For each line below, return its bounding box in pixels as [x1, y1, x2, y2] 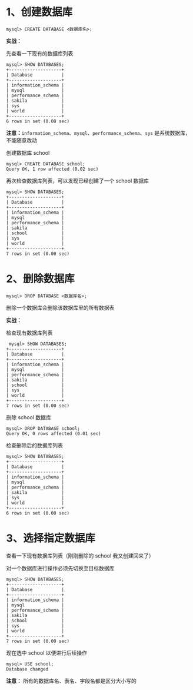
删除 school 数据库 [6, 413, 51, 421]
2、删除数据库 [6, 272, 75, 286]
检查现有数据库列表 [6, 329, 53, 336]
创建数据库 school [6, 149, 50, 156]
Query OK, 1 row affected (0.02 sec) [6, 166, 99, 172]
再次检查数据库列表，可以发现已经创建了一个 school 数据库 [6, 177, 149, 184]
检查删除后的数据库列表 [6, 442, 63, 449]
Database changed [6, 666, 49, 672]
